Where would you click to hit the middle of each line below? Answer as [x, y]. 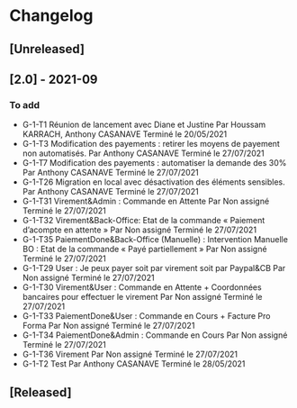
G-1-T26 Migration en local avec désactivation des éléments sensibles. [153, 182]
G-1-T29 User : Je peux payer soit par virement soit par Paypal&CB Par [154, 268]
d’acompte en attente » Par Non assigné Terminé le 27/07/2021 [139, 230]
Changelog [51, 16]
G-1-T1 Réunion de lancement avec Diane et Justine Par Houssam [144, 125]
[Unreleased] [47, 49]
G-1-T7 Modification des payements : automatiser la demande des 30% [154, 163]
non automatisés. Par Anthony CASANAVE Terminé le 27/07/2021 [143, 153]
